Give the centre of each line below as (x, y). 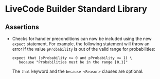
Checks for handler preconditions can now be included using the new (82, 39)
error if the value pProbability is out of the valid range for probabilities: (84, 49)
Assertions (22, 27)
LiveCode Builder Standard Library (76, 9)
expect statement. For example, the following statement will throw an (81, 44)
